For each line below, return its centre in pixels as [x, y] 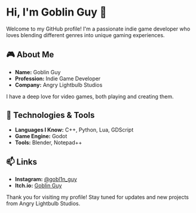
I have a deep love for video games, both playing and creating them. [90, 96]
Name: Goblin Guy [38, 72]
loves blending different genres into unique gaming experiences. [86, 35]
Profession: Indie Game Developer [58, 78]
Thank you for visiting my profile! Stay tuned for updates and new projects [98, 197]
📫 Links [22, 162]
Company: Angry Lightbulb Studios [59, 85]
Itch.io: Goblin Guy [38, 185]
